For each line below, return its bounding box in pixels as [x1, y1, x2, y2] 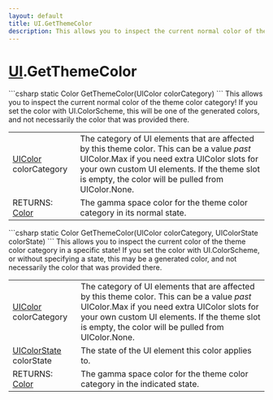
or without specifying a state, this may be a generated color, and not [8, 254, 237, 264]
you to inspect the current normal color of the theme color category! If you [8, 98, 258, 107]
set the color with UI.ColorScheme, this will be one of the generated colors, [8, 107, 260, 116]
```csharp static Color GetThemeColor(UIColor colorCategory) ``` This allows [8, 89, 263, 98]
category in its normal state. [80, 207, 187, 219]
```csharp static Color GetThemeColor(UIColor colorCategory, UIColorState [8, 228, 258, 238]
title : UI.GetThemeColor [8, 20, 93, 28]
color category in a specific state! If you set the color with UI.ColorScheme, [8, 246, 260, 255]
